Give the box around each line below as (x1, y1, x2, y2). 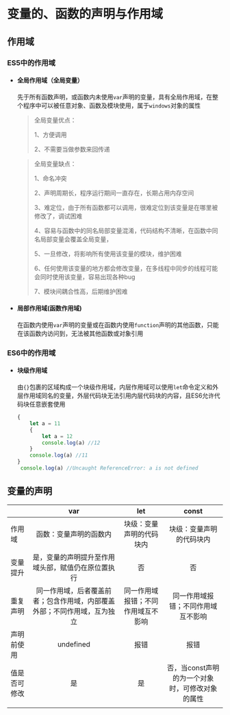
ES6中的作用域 (7, 348, 56, 357)
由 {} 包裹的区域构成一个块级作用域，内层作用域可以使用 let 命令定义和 (16, 383, 213, 391)
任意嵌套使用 (29, 400, 66, 409)
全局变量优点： (34, 116, 77, 124)
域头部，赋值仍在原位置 (32, 563, 108, 572)
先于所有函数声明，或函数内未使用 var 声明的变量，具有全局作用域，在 (16, 93, 213, 101)
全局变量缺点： (34, 159, 77, 168)
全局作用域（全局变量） (16, 76, 84, 84)
